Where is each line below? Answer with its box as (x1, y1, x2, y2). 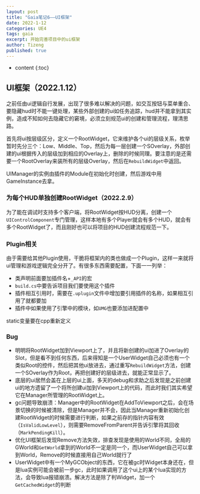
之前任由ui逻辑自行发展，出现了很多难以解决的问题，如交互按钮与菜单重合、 (6, 100, 194, 107)
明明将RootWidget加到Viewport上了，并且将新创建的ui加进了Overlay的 (14, 347, 189, 354)
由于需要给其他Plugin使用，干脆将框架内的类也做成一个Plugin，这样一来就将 (6, 254, 194, 262)
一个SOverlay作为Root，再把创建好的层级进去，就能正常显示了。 (14, 369, 174, 376)
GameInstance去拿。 (6, 177, 58, 185)
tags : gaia (6, 31, 33, 37)
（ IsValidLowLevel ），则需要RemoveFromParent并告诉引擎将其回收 (14, 422, 180, 429)
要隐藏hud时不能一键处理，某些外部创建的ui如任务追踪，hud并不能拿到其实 (6, 107, 192, 114)
